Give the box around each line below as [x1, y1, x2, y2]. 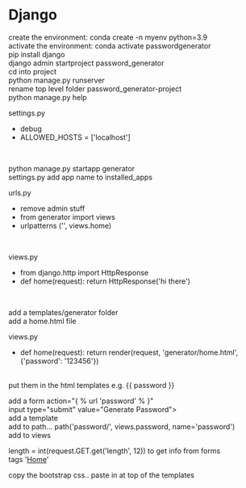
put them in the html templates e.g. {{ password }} [8, 380, 175, 389]
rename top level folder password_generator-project [8, 83, 182, 94]
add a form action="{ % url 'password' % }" [8, 396, 154, 406]
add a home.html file [8, 316, 77, 326]
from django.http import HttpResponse [19, 267, 149, 277]
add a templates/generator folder [8, 307, 119, 317]
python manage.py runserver [8, 75, 105, 85]
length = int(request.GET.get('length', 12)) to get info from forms [8, 446, 221, 456]
